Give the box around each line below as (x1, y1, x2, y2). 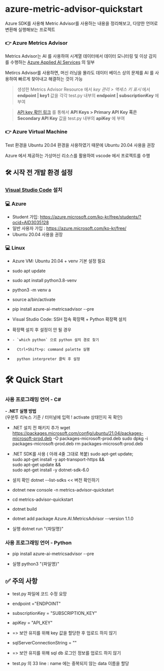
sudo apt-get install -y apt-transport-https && (12, 456, 105, 462)
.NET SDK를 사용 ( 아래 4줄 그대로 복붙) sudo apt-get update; (12, 451, 133, 457)
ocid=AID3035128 (12, 219, 49, 225)
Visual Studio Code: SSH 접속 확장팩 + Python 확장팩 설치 (12, 317, 127, 322)
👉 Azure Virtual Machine (5, 128, 68, 135)
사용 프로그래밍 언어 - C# (5, 396, 62, 403)
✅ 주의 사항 (5, 577, 38, 585)
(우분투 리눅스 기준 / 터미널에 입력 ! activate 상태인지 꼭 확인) (5, 414, 123, 420)
